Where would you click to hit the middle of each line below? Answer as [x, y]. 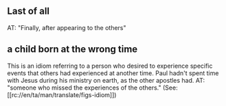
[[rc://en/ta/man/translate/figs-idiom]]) [62, 94]
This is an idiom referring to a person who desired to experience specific [110, 66]
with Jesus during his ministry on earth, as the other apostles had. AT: [106, 80]
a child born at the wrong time [72, 50]
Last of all [29, 11]
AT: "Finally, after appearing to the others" [67, 27]
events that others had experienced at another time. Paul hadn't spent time [113, 73]
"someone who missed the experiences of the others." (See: [92, 88]
